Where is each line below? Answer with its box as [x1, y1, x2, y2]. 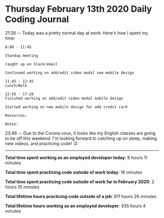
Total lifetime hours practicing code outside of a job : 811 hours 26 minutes [5, 193, 157, 199]
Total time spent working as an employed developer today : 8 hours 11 [5, 154, 148, 160]
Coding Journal [5, 14, 69, 25]
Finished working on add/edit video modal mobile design [5, 96, 123, 101]
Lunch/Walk [5, 83, 27, 88]
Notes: [5, 121, 19, 127]
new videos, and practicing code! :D [5, 140, 78, 146]
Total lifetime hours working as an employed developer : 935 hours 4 [5, 203, 146, 209]
